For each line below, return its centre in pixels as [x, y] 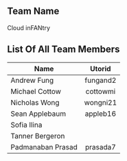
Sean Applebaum [38, 114]
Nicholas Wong [35, 102]
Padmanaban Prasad [44, 147]
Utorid [101, 69]
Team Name [33, 11]
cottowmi [101, 91]
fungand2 [101, 80]
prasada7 [101, 147]
